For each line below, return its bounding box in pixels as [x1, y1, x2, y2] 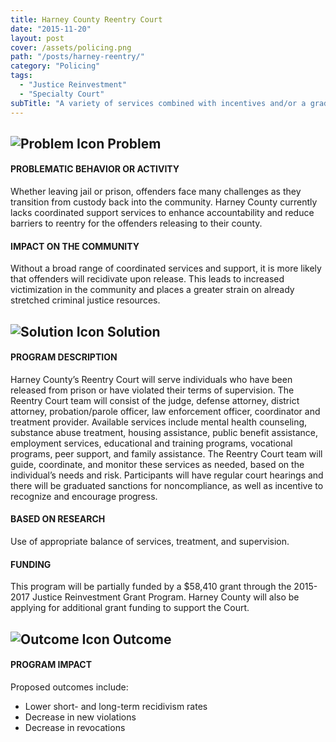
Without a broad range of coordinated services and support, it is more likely [10, 262, 322, 275]
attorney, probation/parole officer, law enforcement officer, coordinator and [10, 405, 321, 417]
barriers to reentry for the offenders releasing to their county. [10, 217, 263, 230]
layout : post [10, 33, 65, 43]
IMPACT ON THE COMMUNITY [10, 240, 140, 252]
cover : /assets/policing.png [10, 42, 132, 53]
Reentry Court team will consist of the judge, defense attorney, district [10, 394, 300, 406]
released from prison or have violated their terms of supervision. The [10, 384, 295, 396]
